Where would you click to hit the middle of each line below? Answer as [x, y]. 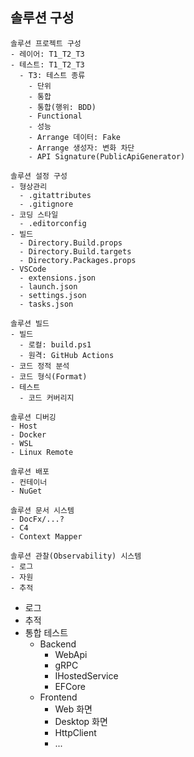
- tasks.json [46, 304]
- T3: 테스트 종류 [52, 75]
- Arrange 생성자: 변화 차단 [81, 148]
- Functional [55, 116]
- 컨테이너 [29, 482]
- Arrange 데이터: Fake [74, 137]
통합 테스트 [46, 632]
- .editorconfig [53, 223]
